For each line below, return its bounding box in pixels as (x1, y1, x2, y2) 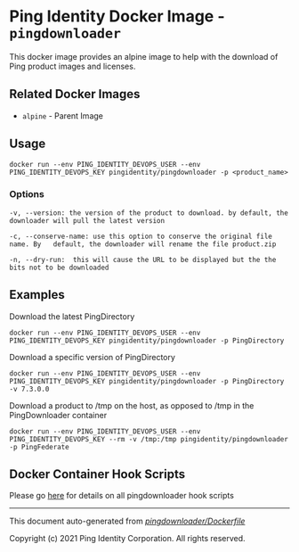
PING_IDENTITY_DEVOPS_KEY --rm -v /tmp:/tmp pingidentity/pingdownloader (9, 434, 289, 443)
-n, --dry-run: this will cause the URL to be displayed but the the (9, 255, 277, 264)
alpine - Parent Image (21, 110, 104, 121)
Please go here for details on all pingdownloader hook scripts (9, 490, 234, 501)
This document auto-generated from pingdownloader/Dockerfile (9, 515, 246, 527)
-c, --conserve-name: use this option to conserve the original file (9, 232, 273, 241)
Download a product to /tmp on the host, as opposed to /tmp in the (9, 400, 255, 411)
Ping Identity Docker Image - (9, 6, 225, 27)
